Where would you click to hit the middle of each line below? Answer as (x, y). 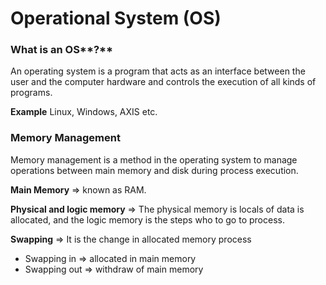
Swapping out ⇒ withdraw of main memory (114, 269)
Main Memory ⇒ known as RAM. (78, 189)
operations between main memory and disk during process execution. (154, 170)
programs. (31, 93)
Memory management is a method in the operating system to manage (154, 159)
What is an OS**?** (62, 50)
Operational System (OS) (116, 18)
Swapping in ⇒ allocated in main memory (110, 258)
